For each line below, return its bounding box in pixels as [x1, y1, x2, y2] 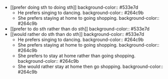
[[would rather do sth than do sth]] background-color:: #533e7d [10, 31, 144, 37]
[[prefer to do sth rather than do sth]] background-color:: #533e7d [10, 26, 150, 32]
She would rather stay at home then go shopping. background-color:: [17, 63, 163, 69]
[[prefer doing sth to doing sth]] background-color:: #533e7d [10, 5, 138, 10]
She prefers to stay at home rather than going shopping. [17, 53, 136, 59]
